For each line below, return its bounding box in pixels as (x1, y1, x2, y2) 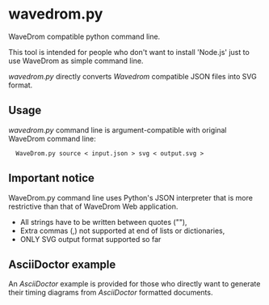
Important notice (8, 172, 95, 185)
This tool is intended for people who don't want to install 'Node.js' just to (8, 47, 250, 57)
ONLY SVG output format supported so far (19, 234, 162, 244)
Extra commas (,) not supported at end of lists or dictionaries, (19, 226, 225, 235)
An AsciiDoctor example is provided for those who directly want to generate (8, 279, 261, 289)
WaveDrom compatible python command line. (8, 32, 161, 41)
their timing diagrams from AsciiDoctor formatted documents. (8, 288, 213, 298)
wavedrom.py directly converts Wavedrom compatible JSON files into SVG (8, 71, 257, 81)
